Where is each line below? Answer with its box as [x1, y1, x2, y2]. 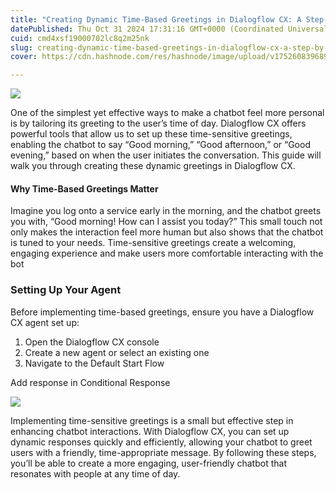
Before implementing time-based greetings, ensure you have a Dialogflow [10, 306, 315, 318]
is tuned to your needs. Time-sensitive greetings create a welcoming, [10, 237, 297, 249]
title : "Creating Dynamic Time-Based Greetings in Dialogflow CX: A [10, 14, 302, 25]
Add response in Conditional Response [10, 376, 171, 388]
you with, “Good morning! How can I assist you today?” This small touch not [10, 216, 323, 228]
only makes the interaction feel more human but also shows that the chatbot [10, 226, 324, 238]
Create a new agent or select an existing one [24, 346, 210, 358]
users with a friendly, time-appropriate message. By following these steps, [10, 446, 317, 458]
